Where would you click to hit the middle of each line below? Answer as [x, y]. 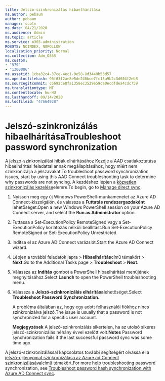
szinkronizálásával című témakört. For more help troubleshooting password [80, 363]
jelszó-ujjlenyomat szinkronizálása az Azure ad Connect [62, 358]
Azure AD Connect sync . [30, 374]
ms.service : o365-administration [40, 42]
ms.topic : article [24, 38]
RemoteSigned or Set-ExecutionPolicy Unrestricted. [65, 233]
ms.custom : [16, 60]
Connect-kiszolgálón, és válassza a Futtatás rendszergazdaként [79, 202]
